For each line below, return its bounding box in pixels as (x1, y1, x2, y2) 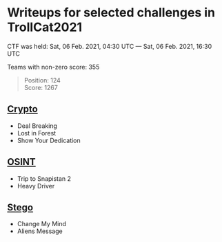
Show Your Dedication (17, 136, 81, 144)
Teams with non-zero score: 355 (7, 63, 100, 71)
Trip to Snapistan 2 (17, 174, 71, 183)
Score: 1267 (23, 83, 59, 91)
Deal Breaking (17, 122, 57, 130)
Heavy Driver (17, 181, 55, 190)
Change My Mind (17, 220, 67, 228)
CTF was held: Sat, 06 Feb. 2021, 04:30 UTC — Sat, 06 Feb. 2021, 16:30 (7, 42, 212, 50)
